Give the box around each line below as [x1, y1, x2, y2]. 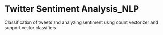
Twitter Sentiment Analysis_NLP [4, 3, 139, 15]
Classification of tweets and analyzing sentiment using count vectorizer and [4, 19, 158, 25]
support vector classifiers [4, 24, 56, 30]
